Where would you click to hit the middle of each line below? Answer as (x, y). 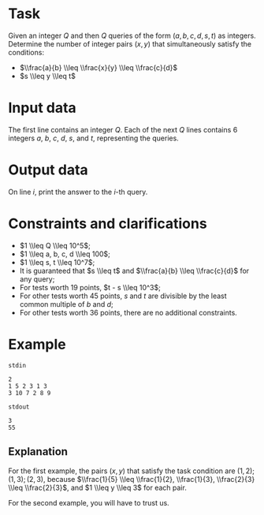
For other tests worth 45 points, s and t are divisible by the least (123, 296)
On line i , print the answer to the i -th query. (78, 192)
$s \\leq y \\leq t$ (48, 76)
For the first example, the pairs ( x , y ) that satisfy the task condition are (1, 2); (131, 471)
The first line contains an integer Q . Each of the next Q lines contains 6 (123, 129)
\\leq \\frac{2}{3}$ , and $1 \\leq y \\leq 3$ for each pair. (97, 487)
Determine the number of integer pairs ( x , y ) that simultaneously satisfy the (130, 43)
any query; (37, 279)
